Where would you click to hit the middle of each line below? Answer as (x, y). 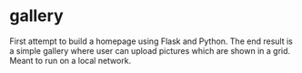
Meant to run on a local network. (70, 60)
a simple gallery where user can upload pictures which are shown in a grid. (150, 50)
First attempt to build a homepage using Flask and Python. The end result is (151, 41)
